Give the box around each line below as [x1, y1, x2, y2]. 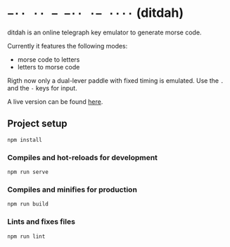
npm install [7, 136, 42, 143]
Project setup [7, 118, 68, 130]
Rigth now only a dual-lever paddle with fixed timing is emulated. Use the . [7, 76, 224, 85]
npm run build [7, 201, 49, 208]
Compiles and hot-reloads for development [7, 152, 158, 162]
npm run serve [7, 168, 49, 176]
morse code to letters [17, 55, 80, 64]
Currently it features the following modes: [7, 41, 128, 50]
